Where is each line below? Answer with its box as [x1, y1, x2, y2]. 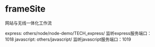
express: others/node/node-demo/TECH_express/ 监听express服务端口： [5, 30, 152, 36]
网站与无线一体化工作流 [5, 20, 52, 26]
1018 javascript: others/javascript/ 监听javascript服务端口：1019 [5, 36, 131, 42]
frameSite [5, 3, 46, 15]
